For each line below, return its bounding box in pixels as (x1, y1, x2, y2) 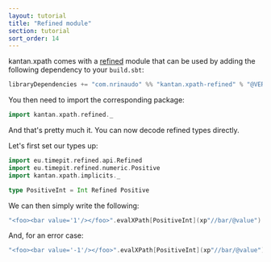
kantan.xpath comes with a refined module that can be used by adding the (8, 56, 256, 66)
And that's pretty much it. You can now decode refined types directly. (8, 126, 240, 135)
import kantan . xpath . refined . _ (8, 110, 114, 119)
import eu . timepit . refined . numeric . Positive (8, 164, 161, 172)
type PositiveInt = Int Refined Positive (8, 186, 150, 194)
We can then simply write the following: (8, 201, 140, 210)
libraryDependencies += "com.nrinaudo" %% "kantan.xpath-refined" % (8, 81, 244, 89)
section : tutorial (8, 27, 70, 35)
